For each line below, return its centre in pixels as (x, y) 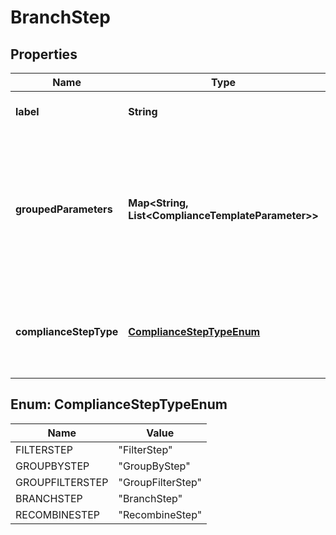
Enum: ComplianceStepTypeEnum (119, 404)
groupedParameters (64, 209)
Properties (44, 54)
